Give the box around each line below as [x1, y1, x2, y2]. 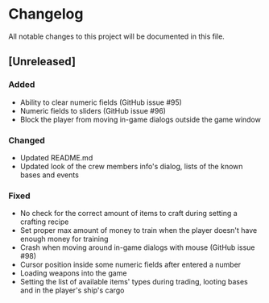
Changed [8, 135, 46, 146]
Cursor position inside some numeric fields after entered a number [19, 259, 242, 270]
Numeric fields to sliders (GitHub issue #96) [19, 106, 167, 115]
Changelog [8, 5, 84, 23]
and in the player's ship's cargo [19, 285, 125, 295]
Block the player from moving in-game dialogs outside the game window [19, 114, 262, 124]
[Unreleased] [8, 55, 77, 68]
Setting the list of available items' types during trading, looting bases [19, 277, 248, 287]
